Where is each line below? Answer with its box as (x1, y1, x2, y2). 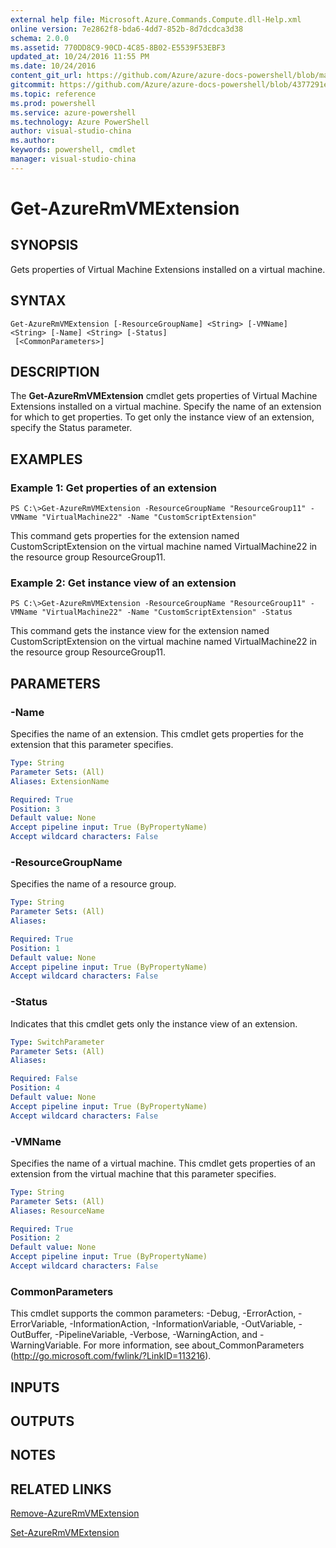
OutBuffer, (10, 1329, 53, 1341)
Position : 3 (10, 804, 60, 814)
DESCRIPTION (10, 363, 100, 380)
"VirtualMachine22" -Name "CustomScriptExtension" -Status (41, 607, 293, 618)
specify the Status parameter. (10, 422, 133, 434)
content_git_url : (10, 71, 83, 81)
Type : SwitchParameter (10, 1037, 105, 1047)
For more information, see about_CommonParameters (83, 1339, 305, 1351)
